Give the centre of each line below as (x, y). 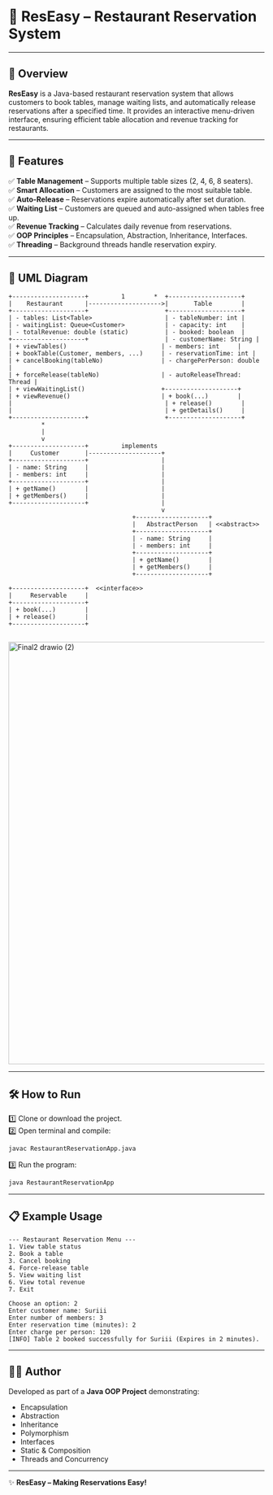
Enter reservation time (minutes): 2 (72, 1325)
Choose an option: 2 (43, 1303)
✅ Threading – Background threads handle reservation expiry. (113, 244)
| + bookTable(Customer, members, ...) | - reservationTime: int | (132, 354)
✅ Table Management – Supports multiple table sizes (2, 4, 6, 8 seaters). (131, 181)
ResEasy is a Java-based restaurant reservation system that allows (121, 94)
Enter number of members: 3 (56, 1318)
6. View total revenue (47, 1282)
